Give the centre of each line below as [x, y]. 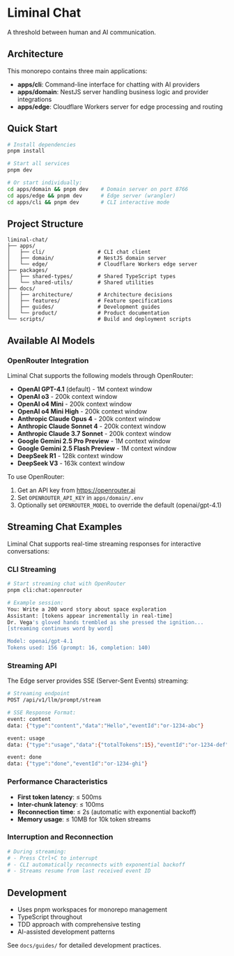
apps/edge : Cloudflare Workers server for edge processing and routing [120, 107]
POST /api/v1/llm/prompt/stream [54, 700]
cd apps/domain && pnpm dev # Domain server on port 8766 [98, 189]
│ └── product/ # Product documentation [88, 313]
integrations [34, 99]
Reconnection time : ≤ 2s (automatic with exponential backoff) [107, 812]
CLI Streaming [32, 569]
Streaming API [32, 665]
